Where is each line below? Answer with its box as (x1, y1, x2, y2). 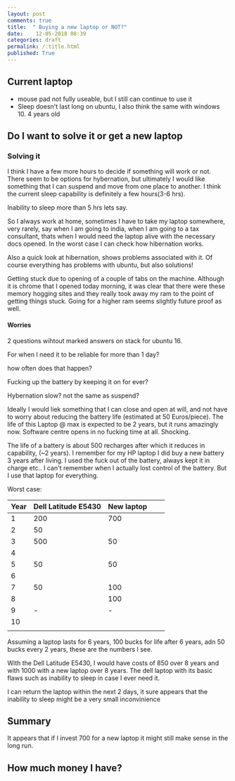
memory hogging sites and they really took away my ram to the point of (7, 290, 215, 298)
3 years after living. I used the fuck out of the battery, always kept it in (7, 456, 210, 465)
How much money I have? (7, 762, 122, 774)
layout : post (7, 10, 46, 18)
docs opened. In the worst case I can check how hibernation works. (7, 239, 204, 248)
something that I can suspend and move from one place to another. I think (7, 182, 222, 191)
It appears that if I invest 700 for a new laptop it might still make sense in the (7, 734, 229, 742)
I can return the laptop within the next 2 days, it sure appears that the (7, 687, 208, 696)
